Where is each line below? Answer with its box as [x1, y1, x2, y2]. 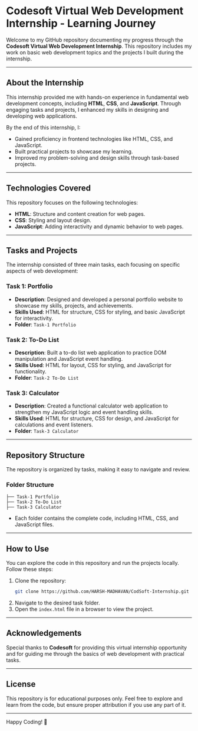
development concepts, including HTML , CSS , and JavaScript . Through [6, 99, 181, 107]
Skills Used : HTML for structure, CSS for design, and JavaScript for [14, 415, 179, 422]
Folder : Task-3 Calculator [14, 428, 79, 435]
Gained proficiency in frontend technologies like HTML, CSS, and [14, 135, 173, 143]
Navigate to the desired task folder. [14, 599, 100, 607]
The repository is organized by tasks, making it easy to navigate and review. [6, 466, 190, 473]
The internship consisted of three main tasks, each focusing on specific [6, 261, 180, 269]
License [6, 679, 36, 690]
